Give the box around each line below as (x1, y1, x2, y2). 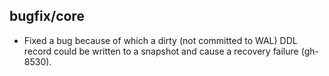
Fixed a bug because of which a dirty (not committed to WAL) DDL (23, 34, 298, 46)
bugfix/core (9, 8, 85, 25)
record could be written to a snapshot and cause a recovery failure (23, 45, 299, 57)
